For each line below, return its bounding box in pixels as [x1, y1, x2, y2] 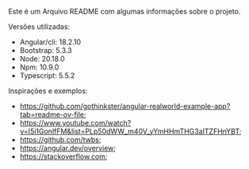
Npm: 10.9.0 [19, 62, 59, 72]
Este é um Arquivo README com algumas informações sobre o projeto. [8, 7, 241, 16]
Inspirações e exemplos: [8, 86, 88, 96]
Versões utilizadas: [8, 22, 71, 31]
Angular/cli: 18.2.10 [19, 37, 82, 47]
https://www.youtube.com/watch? [19, 118, 132, 127]
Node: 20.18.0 [19, 54, 65, 63]
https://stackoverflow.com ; [19, 152, 109, 161]
